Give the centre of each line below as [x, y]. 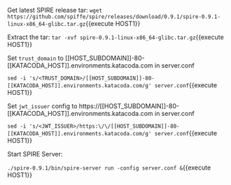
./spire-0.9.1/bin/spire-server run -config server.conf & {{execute [109, 168]
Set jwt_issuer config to [42, 106]
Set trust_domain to [36, 58]
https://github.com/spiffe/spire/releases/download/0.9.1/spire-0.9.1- [114, 17]
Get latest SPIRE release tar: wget [55, 10]
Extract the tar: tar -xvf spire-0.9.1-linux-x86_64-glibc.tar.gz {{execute [115, 37]
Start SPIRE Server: [35, 154]
